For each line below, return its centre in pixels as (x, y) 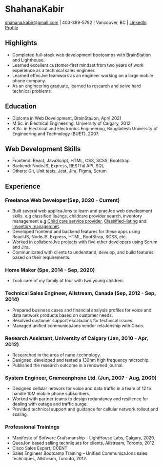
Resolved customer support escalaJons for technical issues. (73, 320)
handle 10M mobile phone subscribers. (51, 394)
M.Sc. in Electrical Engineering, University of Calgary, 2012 (71, 123)
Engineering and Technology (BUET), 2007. (55, 134)
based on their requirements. (41, 257)
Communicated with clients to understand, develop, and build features (83, 252)
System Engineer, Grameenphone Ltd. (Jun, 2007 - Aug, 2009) (81, 378)
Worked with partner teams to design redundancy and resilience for (80, 399)
